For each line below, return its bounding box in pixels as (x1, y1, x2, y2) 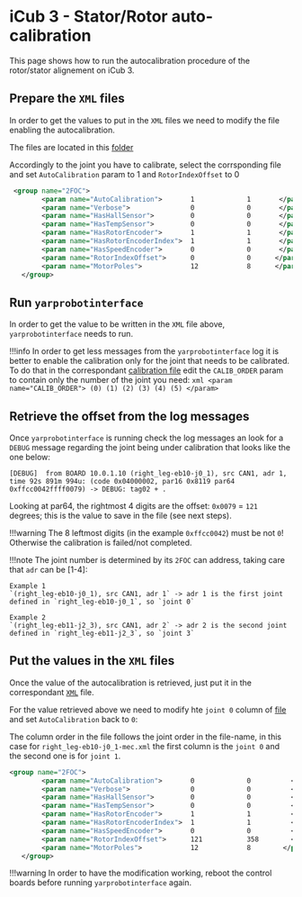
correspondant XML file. (9, 686, 94, 697)
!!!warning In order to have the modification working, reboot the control (9, 867, 272, 879)
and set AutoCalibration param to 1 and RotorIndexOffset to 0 (9, 168, 240, 179)
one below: (9, 452, 51, 462)
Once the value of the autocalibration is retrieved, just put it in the (9, 677, 252, 688)
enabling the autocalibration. (9, 124, 115, 135)
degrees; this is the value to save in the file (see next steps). (9, 511, 232, 521)
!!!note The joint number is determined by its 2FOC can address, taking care (9, 555, 286, 565)
